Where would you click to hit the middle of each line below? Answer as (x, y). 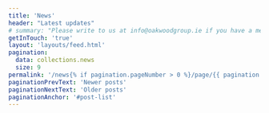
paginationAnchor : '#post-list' (62, 97)
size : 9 (28, 68)
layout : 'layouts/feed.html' (57, 45)
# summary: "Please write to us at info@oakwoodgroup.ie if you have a (130, 30)
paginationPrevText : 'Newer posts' (68, 82)
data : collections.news (55, 60)
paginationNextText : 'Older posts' (68, 90)
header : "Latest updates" (51, 23)
